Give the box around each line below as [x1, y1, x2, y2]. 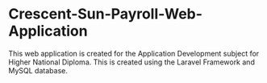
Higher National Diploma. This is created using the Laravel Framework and [8, 57, 256, 67]
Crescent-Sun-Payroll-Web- [8, 5, 203, 23]
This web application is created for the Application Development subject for [8, 48, 260, 58]
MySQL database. [8, 65, 69, 75]
